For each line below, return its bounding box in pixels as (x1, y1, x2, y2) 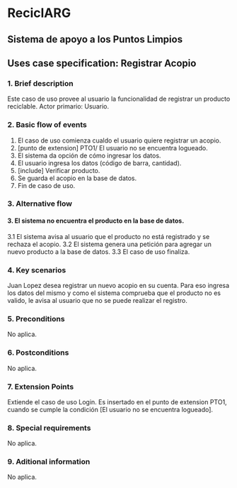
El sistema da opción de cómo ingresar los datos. (17, 151, 161, 160)
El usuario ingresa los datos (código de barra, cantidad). (17, 158, 182, 167)
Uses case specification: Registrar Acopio (7, 57, 197, 69)
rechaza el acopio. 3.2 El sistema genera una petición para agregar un (7, 240, 212, 248)
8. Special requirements (7, 423, 91, 433)
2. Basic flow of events (7, 120, 87, 130)
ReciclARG (7, 5, 71, 21)
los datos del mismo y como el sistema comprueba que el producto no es (7, 289, 221, 297)
